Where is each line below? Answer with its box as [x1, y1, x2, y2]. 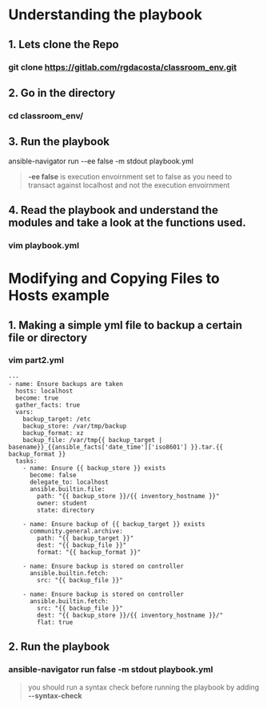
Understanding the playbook [8, 6, 202, 24]
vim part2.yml [8, 355, 64, 366]
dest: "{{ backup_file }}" [37, 541, 127, 549]
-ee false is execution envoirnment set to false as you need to [27, 171, 233, 181]
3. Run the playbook [8, 135, 110, 149]
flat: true [37, 618, 74, 626]
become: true [15, 394, 59, 402]
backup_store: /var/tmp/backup [22, 422, 127, 430]
